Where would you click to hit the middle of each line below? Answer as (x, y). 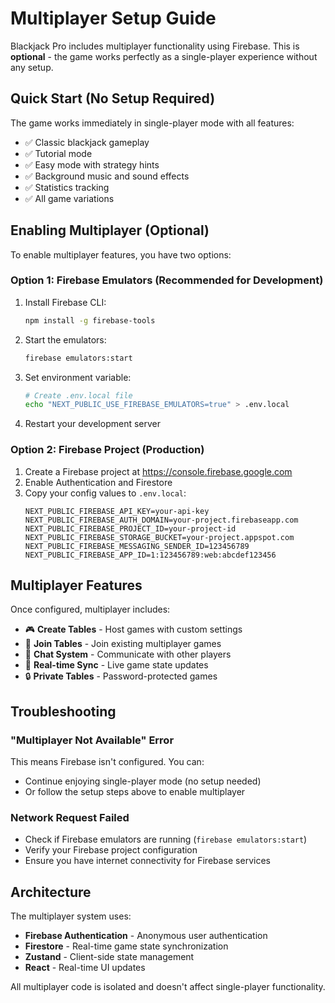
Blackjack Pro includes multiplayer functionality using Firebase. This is (155, 46)
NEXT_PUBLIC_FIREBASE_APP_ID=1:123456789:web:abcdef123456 (150, 555)
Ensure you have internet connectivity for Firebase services (147, 861)
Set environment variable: (78, 377)
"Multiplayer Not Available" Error (92, 740)
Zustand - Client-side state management (109, 957)
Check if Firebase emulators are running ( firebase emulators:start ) (166, 839)
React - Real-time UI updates (85, 968)
